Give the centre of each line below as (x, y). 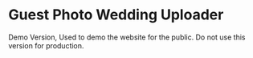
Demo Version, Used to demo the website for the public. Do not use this (127, 37)
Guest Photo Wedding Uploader (116, 15)
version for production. (46, 45)
